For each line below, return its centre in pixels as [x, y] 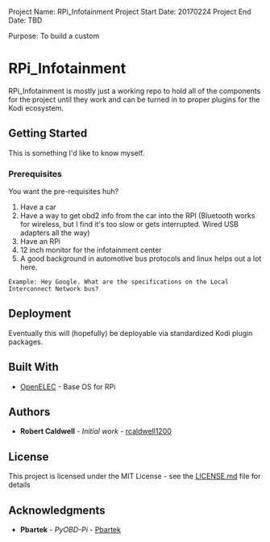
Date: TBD [25, 20]
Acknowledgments [57, 510]
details [19, 485]
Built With [33, 367]
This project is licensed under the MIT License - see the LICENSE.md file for [135, 477]
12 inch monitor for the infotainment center [91, 250]
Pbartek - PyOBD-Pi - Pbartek [70, 530]
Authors [29, 412]
